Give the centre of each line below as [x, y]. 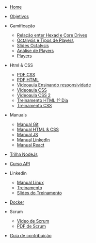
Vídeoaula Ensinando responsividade [54, 85]
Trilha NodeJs [24, 154]
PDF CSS [26, 74]
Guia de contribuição [31, 235]
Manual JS [27, 135]
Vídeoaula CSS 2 [34, 95]
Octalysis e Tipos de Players [45, 40]
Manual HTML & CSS [38, 130]
